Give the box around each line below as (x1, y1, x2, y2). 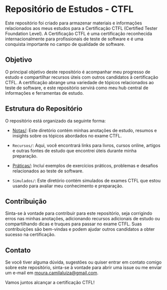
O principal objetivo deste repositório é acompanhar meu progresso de (5, 69, 151, 75)
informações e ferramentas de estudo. (5, 90, 84, 96)
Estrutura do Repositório (5, 105, 83, 113)
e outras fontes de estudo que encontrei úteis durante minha (12, 147, 137, 153)
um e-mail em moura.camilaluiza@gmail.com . (5, 270, 98, 276)
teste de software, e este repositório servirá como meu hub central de (5, 85, 149, 91)
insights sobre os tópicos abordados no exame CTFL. (12, 133, 122, 139)
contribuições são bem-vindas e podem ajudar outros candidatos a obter (5, 226, 155, 232)
